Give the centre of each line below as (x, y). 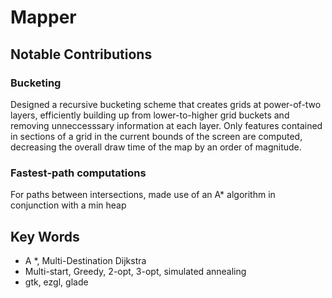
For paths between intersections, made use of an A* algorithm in (143, 195)
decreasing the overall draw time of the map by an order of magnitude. (156, 147)
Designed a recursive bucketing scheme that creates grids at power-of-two (166, 104)
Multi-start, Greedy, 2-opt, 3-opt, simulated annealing (135, 271)
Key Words (45, 236)
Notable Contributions (81, 54)
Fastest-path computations (78, 173)
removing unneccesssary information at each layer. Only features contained (166, 125)
